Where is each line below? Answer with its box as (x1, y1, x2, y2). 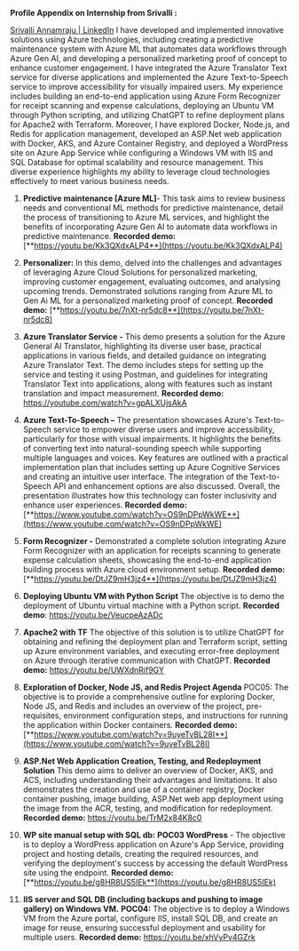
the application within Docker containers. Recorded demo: (22, 720, 238, 730)
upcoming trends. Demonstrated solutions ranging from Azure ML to (22, 286, 273, 296)
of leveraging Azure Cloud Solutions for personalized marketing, (22, 267, 258, 277)
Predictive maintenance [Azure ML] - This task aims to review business (22, 193, 286, 204)
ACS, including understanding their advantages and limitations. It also (22, 775, 278, 785)
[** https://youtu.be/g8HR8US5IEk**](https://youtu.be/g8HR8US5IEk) (22, 877, 276, 887)
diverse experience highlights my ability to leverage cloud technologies (10, 166, 271, 177)
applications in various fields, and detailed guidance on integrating (22, 350, 267, 361)
